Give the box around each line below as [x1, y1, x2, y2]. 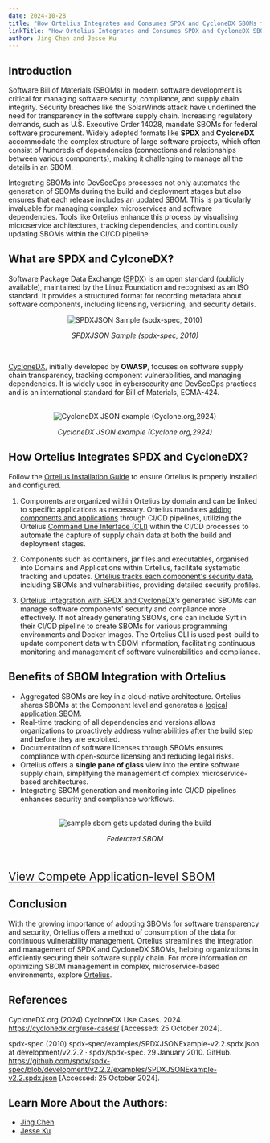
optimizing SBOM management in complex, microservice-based [8, 961, 220, 971]
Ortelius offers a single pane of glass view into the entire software [19, 759, 240, 769]
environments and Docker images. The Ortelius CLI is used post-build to [19, 629, 260, 639]
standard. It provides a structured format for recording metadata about [8, 290, 243, 300]
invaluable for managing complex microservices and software [8, 204, 213, 213]
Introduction [8, 64, 72, 77]
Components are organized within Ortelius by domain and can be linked [19, 495, 257, 505]
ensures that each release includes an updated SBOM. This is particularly [8, 195, 252, 205]
